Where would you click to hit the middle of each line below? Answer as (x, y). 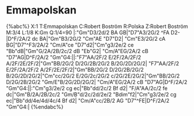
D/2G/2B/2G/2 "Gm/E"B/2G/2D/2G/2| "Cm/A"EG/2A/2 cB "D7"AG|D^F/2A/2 (97, 82)
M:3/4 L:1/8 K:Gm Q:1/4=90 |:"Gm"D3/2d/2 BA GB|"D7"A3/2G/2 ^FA (88, 32)
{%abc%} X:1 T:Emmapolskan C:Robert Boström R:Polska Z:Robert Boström (97, 26)
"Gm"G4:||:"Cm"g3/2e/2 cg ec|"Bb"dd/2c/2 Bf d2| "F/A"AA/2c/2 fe (87, 88)
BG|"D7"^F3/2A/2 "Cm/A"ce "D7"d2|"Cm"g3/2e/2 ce (70, 45)
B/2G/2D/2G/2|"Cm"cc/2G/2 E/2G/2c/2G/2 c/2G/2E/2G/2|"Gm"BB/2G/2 (93, 76)
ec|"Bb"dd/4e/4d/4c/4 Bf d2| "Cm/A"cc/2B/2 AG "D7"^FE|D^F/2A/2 (88, 100)
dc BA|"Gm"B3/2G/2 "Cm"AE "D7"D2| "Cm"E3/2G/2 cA (98, 38)
